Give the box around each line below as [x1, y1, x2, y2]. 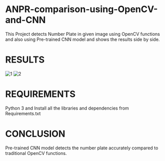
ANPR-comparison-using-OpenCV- [5, 4, 158, 15]
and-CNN [5, 14, 46, 26]
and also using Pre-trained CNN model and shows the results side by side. [5, 36, 160, 42]
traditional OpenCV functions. [5, 150, 67, 156]
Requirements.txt [5, 110, 41, 117]
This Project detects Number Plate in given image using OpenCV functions [5, 31, 160, 37]
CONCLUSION [5, 128, 66, 139]
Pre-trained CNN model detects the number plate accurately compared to [5, 145, 158, 151]
